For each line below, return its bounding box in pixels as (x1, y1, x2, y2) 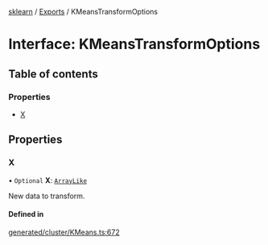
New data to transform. (8, 191, 85, 201)
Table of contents (8, 67, 98, 81)
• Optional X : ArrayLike (8, 175, 87, 185)
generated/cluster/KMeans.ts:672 (8, 227, 120, 237)
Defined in (8, 210, 44, 219)
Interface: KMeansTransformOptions (8, 35, 261, 53)
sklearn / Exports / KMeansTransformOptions (8, 7, 159, 16)
